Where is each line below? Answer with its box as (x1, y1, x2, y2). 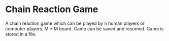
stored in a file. (5, 31, 37, 37)
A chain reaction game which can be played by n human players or (5, 20, 145, 26)
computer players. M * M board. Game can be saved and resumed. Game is (5, 25, 164, 31)
